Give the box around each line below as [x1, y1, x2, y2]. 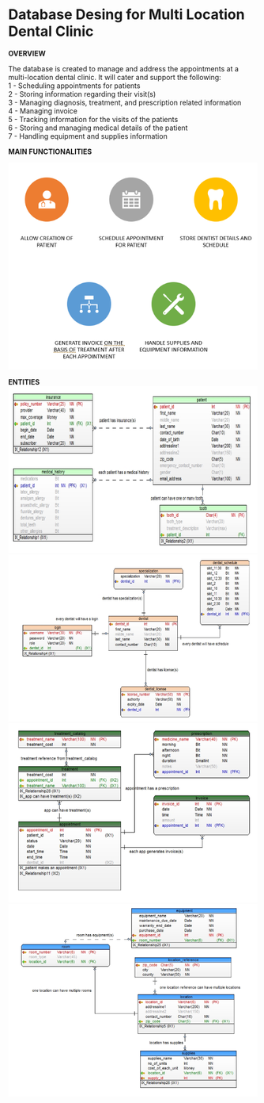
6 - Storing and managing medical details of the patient [8, 123, 188, 132]
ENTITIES [8, 377, 40, 386]
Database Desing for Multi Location [8, 6, 245, 24]
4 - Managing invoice [8, 105, 77, 116]
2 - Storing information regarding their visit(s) [8, 89, 157, 98]
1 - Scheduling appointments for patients [8, 81, 141, 90]
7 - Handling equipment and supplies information [8, 131, 168, 140]
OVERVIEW [8, 48, 46, 58]
